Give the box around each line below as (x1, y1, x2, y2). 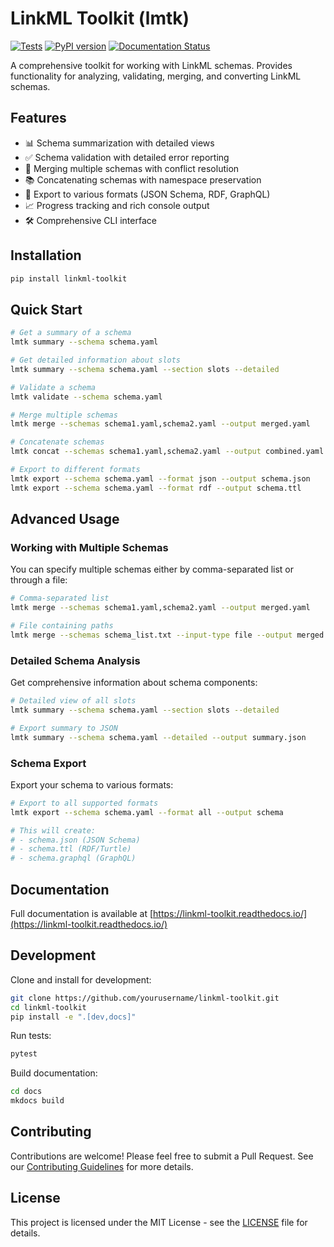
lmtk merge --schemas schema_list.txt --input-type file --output (10, 630, 293, 640)
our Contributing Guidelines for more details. (10, 1160, 194, 1172)
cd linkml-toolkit (10, 1002, 87, 1012)
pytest (10, 1049, 38, 1059)
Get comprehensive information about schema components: (10, 677, 258, 689)
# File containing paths (10, 621, 114, 631)
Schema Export (10, 756, 87, 770)
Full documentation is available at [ (10, 907, 154, 919)
